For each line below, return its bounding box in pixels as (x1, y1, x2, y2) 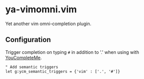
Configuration (5, 35, 51, 44)
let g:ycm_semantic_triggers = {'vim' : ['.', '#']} (5, 69, 120, 74)
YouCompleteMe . (5, 54, 42, 61)
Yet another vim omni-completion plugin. (5, 21, 91, 27)
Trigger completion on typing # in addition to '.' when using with (5, 49, 139, 55)
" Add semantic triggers (5, 64, 58, 70)
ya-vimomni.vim (5, 4, 77, 15)
